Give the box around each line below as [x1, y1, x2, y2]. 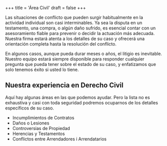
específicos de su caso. [5, 105, 54, 111]
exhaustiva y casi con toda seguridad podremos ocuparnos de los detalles [5, 99, 159, 105]
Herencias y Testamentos [12, 130, 65, 136]
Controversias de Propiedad [12, 125, 70, 131]
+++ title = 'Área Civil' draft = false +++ [5, 5, 86, 10]
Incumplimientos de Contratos [12, 114, 75, 120]
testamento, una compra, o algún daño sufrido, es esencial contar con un [5, 25, 156, 31]
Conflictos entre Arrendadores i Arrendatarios [12, 135, 107, 142]
